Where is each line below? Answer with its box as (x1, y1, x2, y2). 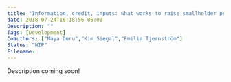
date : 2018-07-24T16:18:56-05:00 (7, 16, 103, 23)
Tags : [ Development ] (7, 29, 67, 36)
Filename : (7, 49, 36, 55)
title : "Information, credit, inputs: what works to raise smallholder (7, 10, 217, 17)
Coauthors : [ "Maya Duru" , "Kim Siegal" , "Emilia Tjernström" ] (7, 36, 184, 42)
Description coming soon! (7, 66, 80, 75)
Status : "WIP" (7, 42, 48, 49)
